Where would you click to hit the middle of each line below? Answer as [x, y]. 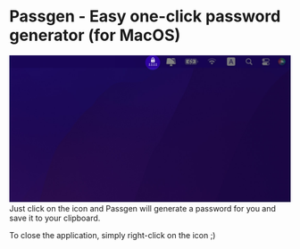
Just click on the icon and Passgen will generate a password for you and [143, 209]
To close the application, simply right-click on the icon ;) [112, 236]
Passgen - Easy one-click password [145, 17]
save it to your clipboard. [55, 218]
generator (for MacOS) [95, 35]
